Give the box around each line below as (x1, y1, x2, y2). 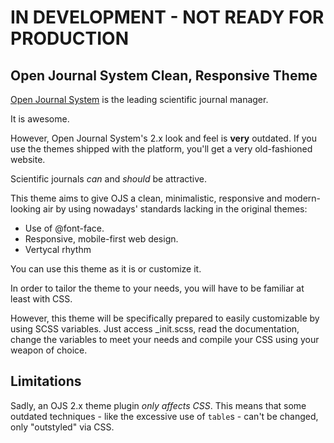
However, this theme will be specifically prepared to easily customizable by (10, 312, 320, 324)
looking (10, 203, 42, 215)
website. (10, 154, 46, 165)
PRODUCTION (10, 27, 129, 50)
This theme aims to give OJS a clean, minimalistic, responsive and (10, 192, 283, 204)
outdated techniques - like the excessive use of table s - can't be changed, (10, 410, 319, 422)
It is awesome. (10, 113, 70, 125)
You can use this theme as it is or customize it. (10, 263, 202, 275)
